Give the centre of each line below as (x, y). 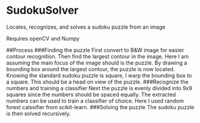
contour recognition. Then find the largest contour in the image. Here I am (98, 56)
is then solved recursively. (38, 113)
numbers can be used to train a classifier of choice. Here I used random (95, 101)
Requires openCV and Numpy (43, 38)
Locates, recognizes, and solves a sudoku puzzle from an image (86, 27)
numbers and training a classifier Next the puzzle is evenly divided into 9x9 (99, 88)
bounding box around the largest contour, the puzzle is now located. (91, 69)
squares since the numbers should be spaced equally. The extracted (91, 94)
